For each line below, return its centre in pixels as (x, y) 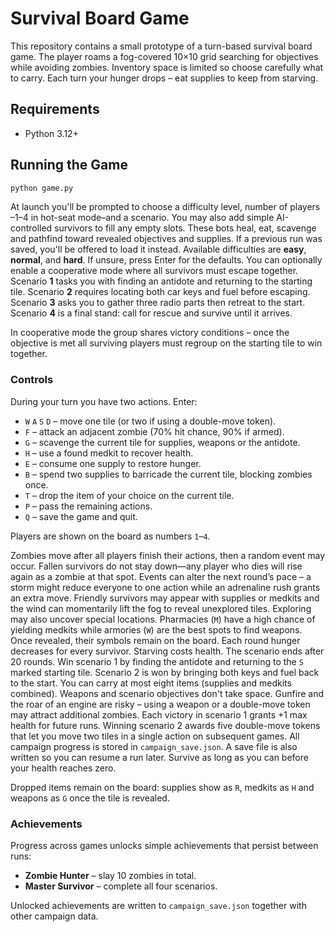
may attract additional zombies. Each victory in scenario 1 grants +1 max (159, 714)
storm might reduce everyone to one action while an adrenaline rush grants (165, 587)
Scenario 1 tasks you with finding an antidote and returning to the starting (161, 281)
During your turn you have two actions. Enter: (104, 401)
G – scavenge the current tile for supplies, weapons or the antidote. (162, 442)
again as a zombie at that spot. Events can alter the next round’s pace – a (161, 576)
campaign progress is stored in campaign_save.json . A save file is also (154, 746)
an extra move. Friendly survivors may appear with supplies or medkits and (165, 598)
